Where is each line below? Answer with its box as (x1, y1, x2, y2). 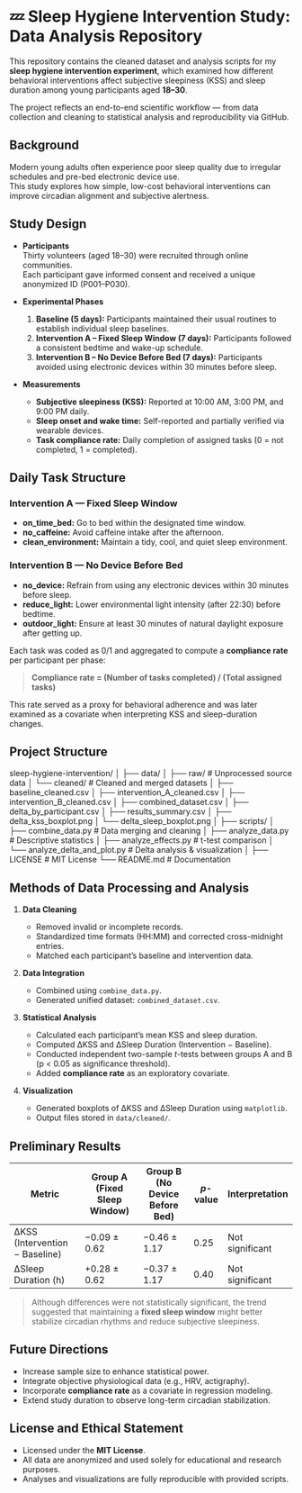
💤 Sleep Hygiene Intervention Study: (9, 6, 291, 27)
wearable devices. (35, 425, 104, 436)
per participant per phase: (9, 655, 106, 665)
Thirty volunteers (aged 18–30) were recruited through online (22, 249, 249, 260)
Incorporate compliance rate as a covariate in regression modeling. (22, 1385, 273, 1396)
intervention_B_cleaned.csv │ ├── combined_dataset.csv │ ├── (9, 797, 249, 808)
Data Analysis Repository (9, 26, 203, 47)
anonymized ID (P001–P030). (22, 278, 130, 289)
